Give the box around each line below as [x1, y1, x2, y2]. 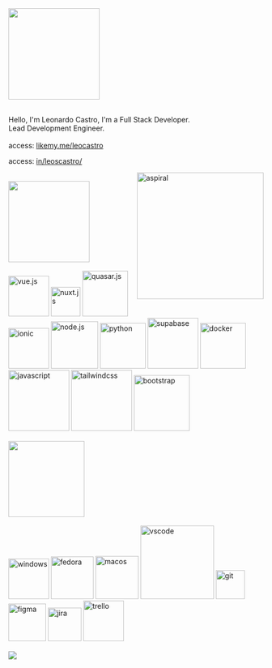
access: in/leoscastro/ [8, 156, 83, 165]
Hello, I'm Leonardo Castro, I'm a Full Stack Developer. [8, 115, 190, 124]
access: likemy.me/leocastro [8, 141, 104, 150]
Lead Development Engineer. [8, 123, 105, 133]
